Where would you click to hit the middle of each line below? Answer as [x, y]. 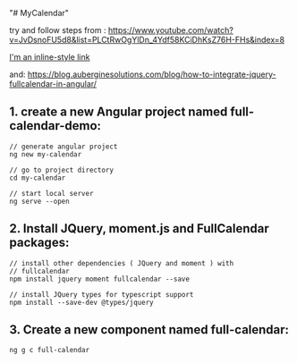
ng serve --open [39, 201]
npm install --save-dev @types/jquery [81, 302]
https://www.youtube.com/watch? [171, 30]
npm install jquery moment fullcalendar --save [100, 279]
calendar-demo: [55, 126]
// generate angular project [64, 147]
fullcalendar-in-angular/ [53, 84]
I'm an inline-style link [50, 57]
